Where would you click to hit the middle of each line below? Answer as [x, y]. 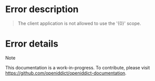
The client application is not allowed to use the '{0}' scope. [79, 23]
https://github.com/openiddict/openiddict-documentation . [66, 73]
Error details [32, 44]
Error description [42, 9]
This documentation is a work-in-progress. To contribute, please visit [77, 67]
